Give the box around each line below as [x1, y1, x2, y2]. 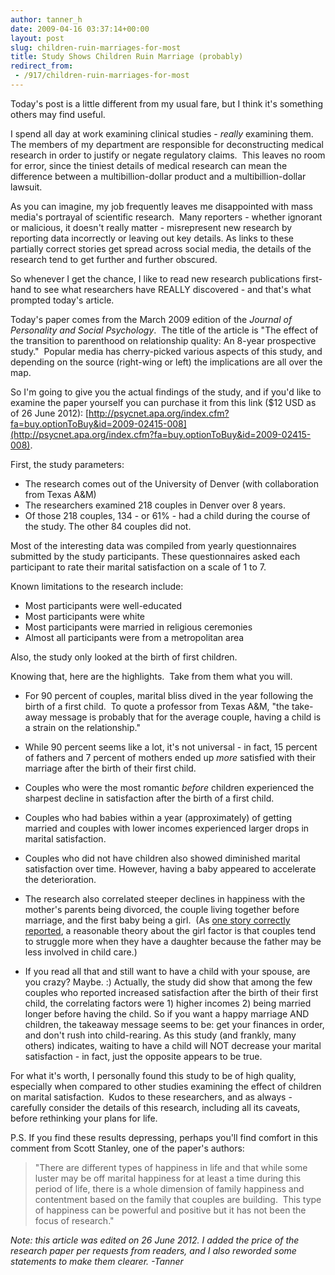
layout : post [10, 33, 65, 43]
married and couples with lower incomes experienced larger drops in [24, 822, 310, 834]
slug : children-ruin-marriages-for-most [10, 42, 182, 53]
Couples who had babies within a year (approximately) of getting [24, 811, 292, 823]
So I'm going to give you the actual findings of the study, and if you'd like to [10, 386, 322, 398]
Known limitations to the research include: [10, 580, 184, 592]
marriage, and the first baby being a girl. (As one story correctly [24, 914, 291, 926]
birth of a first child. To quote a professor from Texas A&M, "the [24, 700, 290, 712]
